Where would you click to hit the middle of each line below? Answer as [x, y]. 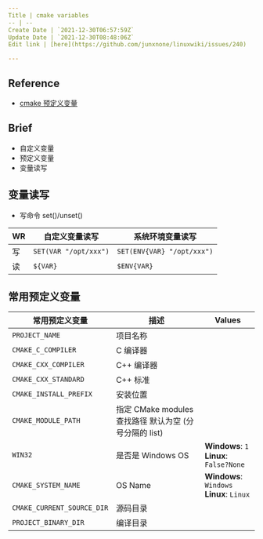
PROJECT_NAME [36, 335]
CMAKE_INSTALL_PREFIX [52, 394]
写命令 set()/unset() [51, 215]
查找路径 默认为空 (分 [155, 421]
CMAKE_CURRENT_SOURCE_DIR [60, 508]
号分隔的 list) [140, 433]
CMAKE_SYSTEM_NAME [46, 486]
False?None [225, 465]
